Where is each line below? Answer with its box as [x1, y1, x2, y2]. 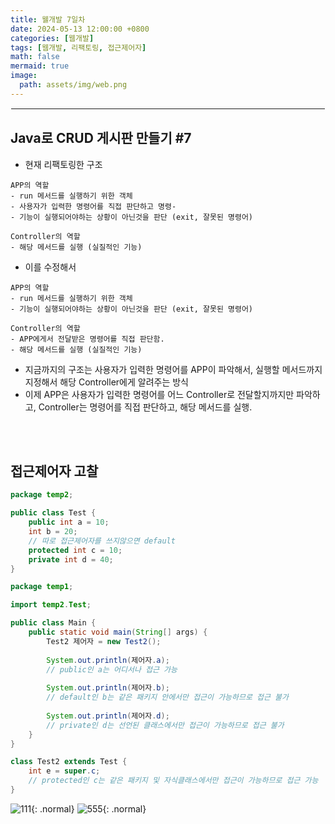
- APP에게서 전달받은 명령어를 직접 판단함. [10, 334, 165, 344]
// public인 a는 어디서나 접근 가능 [46, 664, 178, 675]
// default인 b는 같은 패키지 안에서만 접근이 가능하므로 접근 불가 [46, 692, 289, 703]
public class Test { [10, 508, 97, 518]
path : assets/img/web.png [19, 80, 128, 90]
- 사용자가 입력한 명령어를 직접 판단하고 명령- [10, 201, 177, 211]
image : [10, 71, 38, 81]
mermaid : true [10, 61, 70, 71]
